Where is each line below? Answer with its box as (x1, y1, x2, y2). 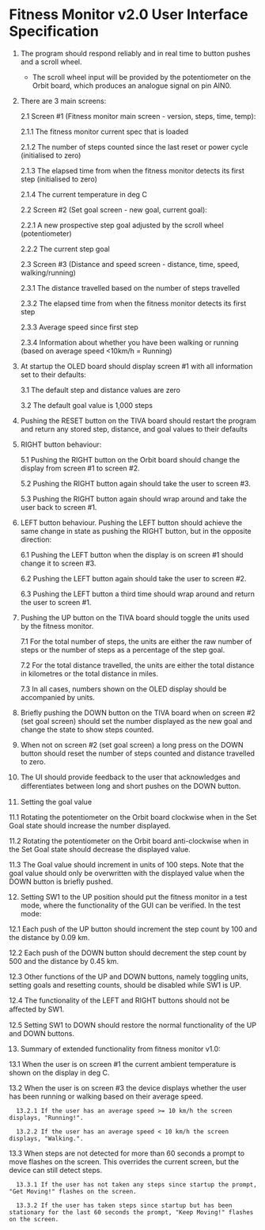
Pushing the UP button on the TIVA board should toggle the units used (20, 612, 250, 623)
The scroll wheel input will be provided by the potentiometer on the (32, 72, 252, 82)
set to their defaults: (20, 370, 86, 379)
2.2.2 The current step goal (20, 244, 110, 253)
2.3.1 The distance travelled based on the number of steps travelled (20, 283, 240, 292)
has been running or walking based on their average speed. (9, 1091, 204, 1101)
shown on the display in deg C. (9, 1068, 110, 1077)
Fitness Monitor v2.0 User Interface (9, 6, 248, 24)
